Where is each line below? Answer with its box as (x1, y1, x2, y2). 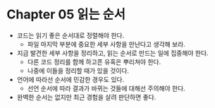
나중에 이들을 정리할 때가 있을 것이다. (27, 66, 130, 75)
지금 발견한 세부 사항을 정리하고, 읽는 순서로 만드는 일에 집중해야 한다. (16, 49, 209, 57)
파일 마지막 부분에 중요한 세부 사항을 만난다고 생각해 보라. (27, 40, 186, 48)
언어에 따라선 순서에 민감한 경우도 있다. (16, 75, 125, 83)
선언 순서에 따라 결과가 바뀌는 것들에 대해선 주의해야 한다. (27, 84, 186, 92)
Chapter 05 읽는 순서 (6, 6, 126, 23)
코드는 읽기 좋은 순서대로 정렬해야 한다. (16, 31, 125, 40)
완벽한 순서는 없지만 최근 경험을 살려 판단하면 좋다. (16, 92, 156, 101)
